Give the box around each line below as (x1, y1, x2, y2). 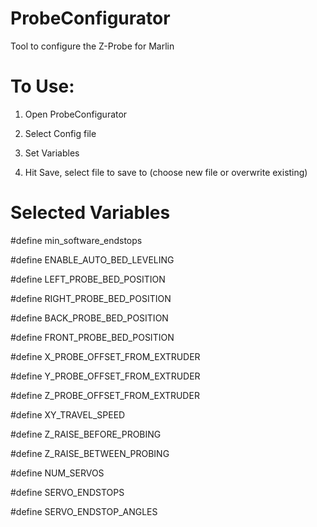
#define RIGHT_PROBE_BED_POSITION (10, 292, 172, 304)
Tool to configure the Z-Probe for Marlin (10, 40, 175, 52)
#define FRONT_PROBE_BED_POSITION (10, 331, 175, 343)
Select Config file (24, 127, 97, 139)
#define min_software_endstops (10, 234, 143, 246)
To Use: (10, 75, 75, 98)
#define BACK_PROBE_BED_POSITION (10, 312, 169, 324)
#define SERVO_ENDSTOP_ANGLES (10, 505, 158, 517)
